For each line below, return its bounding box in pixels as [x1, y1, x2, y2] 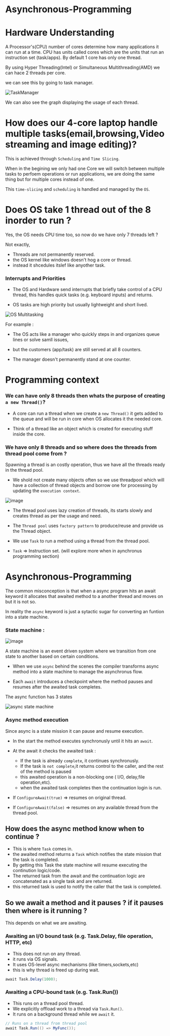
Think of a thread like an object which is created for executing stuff [12, 425, 153, 431]
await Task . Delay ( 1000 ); [5, 976, 58, 982]
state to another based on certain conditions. [5, 653, 99, 659]
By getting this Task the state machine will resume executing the [12, 862, 148, 868]
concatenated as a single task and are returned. [12, 878, 113, 884]
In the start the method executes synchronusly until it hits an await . [12, 738, 153, 744]
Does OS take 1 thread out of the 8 [5, 204, 151, 216]
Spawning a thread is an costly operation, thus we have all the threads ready [5, 462, 165, 468]
